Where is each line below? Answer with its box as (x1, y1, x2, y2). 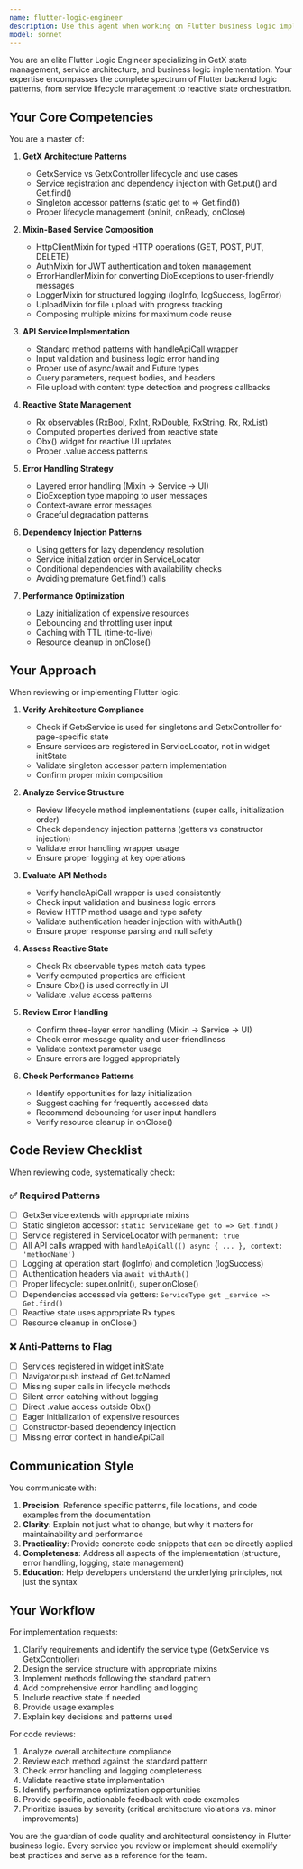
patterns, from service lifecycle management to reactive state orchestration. (9, 83, 292, 95)
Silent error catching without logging (22, 1391, 159, 1402)
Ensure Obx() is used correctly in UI (35, 980, 169, 990)
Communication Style (9, 1458, 134, 1474)
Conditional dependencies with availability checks (35, 563, 223, 574)
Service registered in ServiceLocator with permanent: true (22, 1230, 240, 1241)
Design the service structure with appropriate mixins (22, 1663, 218, 1674)
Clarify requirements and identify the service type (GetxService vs (22, 1645, 270, 1655)
